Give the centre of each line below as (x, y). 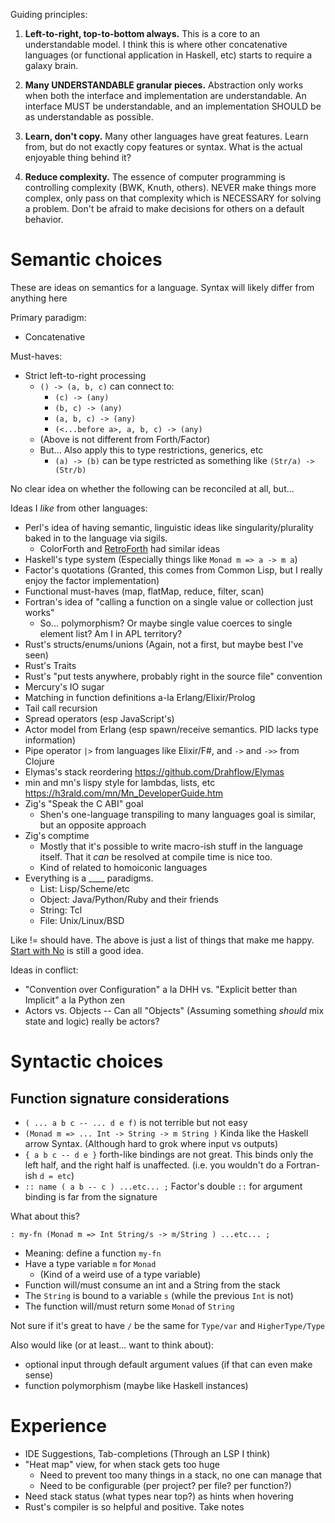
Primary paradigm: (48, 317)
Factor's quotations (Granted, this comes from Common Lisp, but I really (173, 570)
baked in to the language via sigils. (96, 538)
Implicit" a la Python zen (75, 1000)
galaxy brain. (51, 65)
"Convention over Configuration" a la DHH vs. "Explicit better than (161, 989)
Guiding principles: (49, 14)
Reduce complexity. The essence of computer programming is (155, 177)
